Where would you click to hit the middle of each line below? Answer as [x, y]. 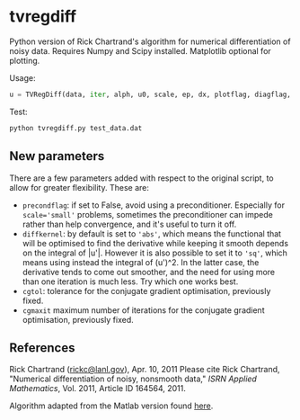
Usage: [22, 77]
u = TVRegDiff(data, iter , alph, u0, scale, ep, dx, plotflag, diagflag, [150, 94]
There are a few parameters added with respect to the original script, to [141, 178]
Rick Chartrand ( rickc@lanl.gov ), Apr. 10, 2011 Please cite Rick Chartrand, [145, 370]
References [42, 348]
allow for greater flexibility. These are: [79, 187]
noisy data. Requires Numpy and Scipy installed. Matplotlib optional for [140, 50]
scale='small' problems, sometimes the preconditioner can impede [148, 214]
